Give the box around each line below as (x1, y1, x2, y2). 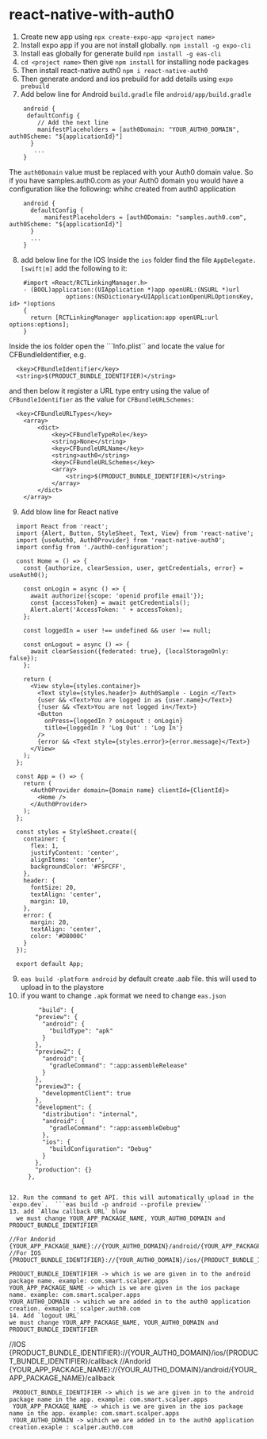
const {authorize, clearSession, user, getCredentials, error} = (23, 564, 244, 572)
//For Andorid (9, 1235, 56, 1243)
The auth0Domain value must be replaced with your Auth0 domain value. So (9, 167, 254, 176)
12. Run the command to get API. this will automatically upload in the (9, 1193, 254, 1202)
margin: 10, (29, 897, 70, 906)
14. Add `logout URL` (9, 1311, 81, 1319)
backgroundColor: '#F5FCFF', (29, 863, 127, 871)
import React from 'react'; (16, 522, 109, 530)
